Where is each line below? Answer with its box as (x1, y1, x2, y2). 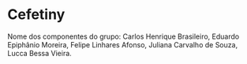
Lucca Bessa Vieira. (7, 48, 72, 58)
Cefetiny (7, 6, 65, 24)
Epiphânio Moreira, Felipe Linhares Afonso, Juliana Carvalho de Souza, (7, 40, 238, 49)
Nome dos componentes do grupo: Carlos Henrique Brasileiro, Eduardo (7, 32, 240, 41)
